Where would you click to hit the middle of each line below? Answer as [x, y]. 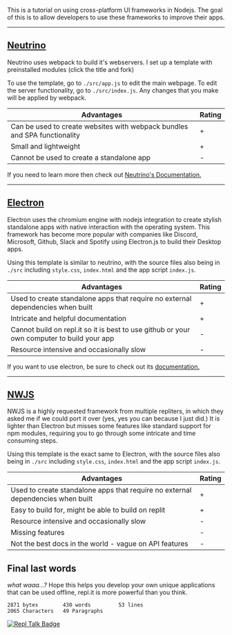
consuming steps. [32, 441]
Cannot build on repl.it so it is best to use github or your [100, 329]
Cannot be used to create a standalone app [80, 157]
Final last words [42, 568]
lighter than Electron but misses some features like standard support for [109, 426]
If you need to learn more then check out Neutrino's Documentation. [104, 174]
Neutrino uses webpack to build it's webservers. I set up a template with [110, 62]
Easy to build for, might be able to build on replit [88, 510]
